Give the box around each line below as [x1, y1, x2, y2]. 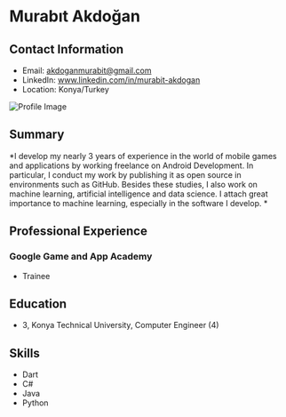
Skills [9, 345, 40, 361]
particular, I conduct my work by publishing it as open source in [9, 169, 242, 180]
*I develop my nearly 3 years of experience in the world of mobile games [9, 150, 277, 161]
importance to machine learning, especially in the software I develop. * [9, 197, 268, 208]
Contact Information [9, 42, 124, 57]
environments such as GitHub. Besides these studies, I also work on [9, 179, 258, 189]
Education [9, 296, 68, 311]
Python [21, 397, 49, 408]
